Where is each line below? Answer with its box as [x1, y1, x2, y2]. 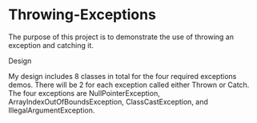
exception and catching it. [8, 40, 94, 50]
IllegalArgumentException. [8, 105, 95, 115]
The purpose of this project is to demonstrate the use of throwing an [8, 32, 235, 42]
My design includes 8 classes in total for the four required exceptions [8, 71, 237, 81]
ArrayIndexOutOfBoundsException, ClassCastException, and [8, 97, 208, 106]
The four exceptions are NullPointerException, [8, 88, 160, 97]
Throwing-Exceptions [8, 6, 156, 24]
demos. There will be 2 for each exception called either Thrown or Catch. [8, 80, 250, 89]
